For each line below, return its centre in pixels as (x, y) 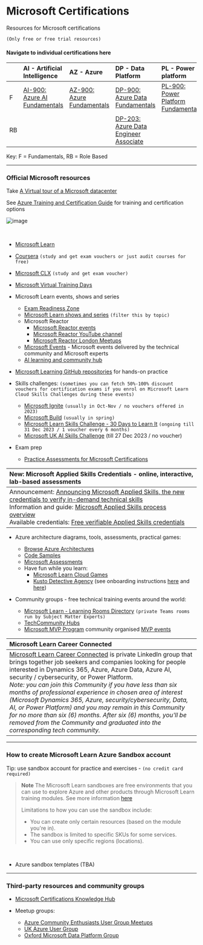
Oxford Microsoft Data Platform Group (71, 935)
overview (22, 515)
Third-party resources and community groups (76, 886)
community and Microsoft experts (66, 353)
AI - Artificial (43, 68)
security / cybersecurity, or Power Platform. (71, 677)
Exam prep (28, 447)
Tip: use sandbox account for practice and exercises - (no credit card (95, 768)
